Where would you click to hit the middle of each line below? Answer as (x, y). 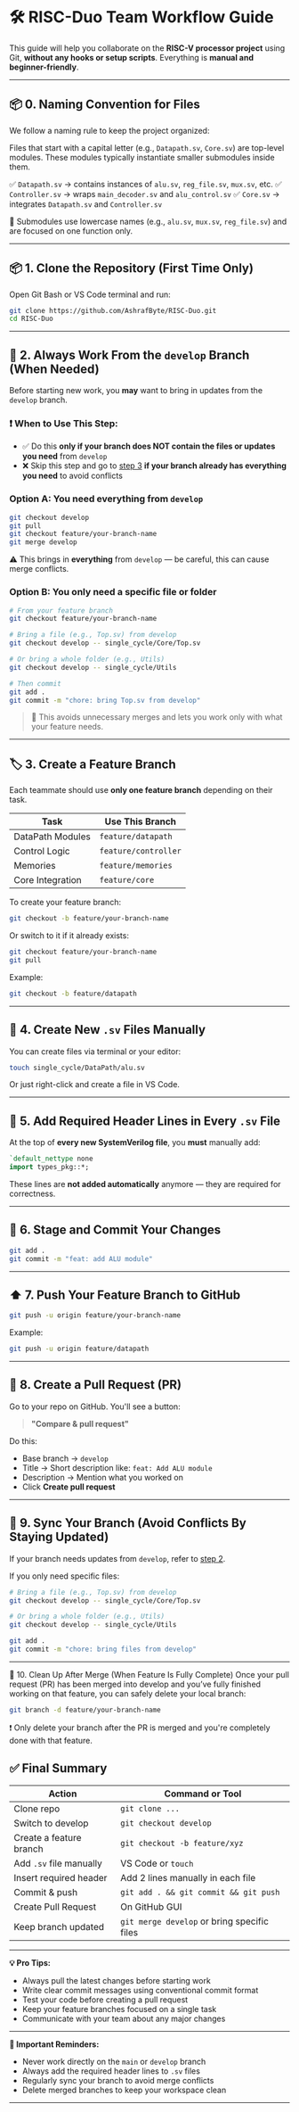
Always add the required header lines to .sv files (111, 2071)
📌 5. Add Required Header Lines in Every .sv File (145, 1121)
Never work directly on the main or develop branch (114, 2061)
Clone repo (37, 1809)
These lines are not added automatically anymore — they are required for (145, 1184)
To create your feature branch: (65, 903)
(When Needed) (54, 369)
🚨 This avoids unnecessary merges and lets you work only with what (157, 717)
